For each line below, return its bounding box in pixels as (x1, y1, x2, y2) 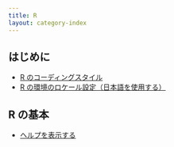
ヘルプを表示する (19, 130, 76, 140)
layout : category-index (8, 19, 87, 27)
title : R (8, 11, 37, 20)
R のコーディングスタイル (19, 73, 103, 82)
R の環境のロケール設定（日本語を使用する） (19, 82, 166, 92)
